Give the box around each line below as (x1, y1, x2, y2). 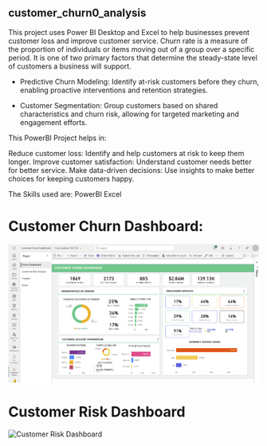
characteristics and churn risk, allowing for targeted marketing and (19, 109, 239, 119)
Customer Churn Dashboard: (8, 217, 204, 235)
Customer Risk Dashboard (8, 402, 186, 421)
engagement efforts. (19, 117, 88, 127)
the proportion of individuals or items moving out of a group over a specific (8, 44, 255, 54)
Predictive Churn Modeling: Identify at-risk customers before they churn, (19, 76, 260, 86)
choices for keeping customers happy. (8, 174, 135, 183)
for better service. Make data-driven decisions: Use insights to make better (8, 165, 255, 174)
